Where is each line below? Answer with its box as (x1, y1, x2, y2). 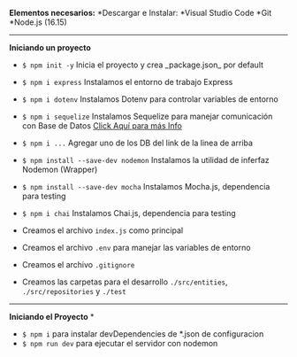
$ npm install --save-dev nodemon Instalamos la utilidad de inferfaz (21, 155, 270, 165)
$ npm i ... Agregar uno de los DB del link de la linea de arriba (21, 137, 254, 148)
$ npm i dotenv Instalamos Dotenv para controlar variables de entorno (21, 94, 278, 105)
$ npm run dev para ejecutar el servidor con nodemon (21, 338, 218, 348)
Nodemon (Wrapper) (21, 164, 98, 175)
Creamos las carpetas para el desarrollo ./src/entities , (21, 276, 228, 287)
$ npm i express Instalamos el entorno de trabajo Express (21, 77, 233, 87)
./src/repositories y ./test (21, 286, 126, 296)
